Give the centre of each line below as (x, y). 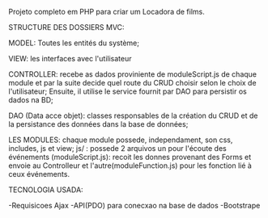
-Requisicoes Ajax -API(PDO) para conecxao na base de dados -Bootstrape (134, 205)
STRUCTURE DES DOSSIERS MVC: (66, 27)
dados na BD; (31, 100)
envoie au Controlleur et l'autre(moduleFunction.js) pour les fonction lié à (130, 166)
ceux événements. (39, 174)
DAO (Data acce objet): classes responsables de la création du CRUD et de (133, 115)
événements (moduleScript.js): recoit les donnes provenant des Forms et (130, 157)
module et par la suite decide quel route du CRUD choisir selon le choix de (132, 83)
